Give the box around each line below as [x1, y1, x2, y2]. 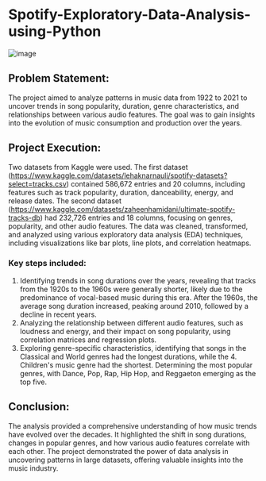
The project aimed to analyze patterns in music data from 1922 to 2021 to [8, 93, 248, 102]
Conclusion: [8, 400, 70, 414]
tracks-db [8, 213, 41, 222]
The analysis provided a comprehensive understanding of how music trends [8, 421, 257, 430]
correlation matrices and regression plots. [19, 335, 157, 344]
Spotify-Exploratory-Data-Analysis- [8, 6, 252, 24]
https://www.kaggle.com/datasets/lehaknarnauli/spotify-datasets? [10, 171, 228, 180]
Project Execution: [8, 141, 102, 155]
